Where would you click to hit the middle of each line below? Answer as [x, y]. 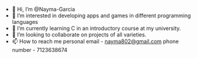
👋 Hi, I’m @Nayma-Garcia [43, 9]
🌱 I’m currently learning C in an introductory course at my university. [96, 28]
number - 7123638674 [40, 50]
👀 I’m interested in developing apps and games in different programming [101, 16]
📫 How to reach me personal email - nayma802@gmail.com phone [95, 41]
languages [25, 22]
